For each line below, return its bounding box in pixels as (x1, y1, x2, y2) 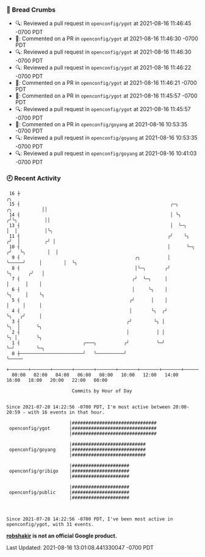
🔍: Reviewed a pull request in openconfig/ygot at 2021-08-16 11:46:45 (15, 20, 192, 27)
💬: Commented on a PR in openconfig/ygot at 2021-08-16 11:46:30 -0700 (15, 35, 198, 42)
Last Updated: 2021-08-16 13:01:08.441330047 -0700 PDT (6, 544, 154, 551)
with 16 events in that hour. (28, 409, 105, 415)
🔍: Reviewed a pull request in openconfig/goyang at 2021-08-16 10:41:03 (15, 149, 197, 157)
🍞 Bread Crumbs (6, 5, 56, 14)
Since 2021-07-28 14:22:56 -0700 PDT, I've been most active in (6, 516, 173, 522)
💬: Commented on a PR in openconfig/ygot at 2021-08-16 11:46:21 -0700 (15, 79, 197, 87)
